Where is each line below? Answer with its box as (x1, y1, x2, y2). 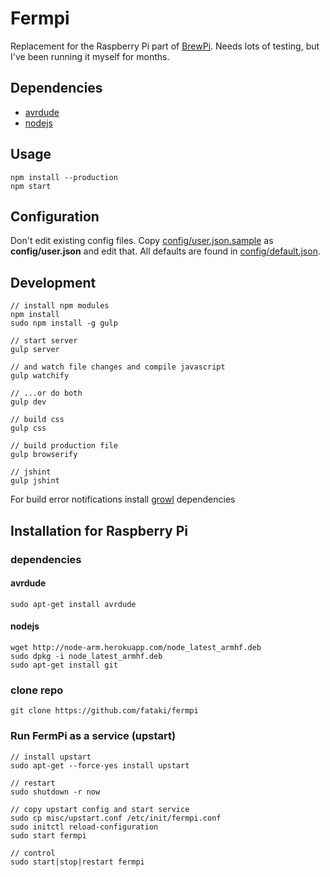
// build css (10, 415, 65, 425)
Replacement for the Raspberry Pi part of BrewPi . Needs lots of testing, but (10, 40, 320, 52)
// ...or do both (10, 388, 83, 399)
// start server (10, 336, 78, 346)
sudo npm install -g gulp (10, 318, 118, 329)
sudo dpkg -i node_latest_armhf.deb (10, 651, 163, 661)
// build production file (10, 441, 118, 451)
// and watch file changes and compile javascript (10, 362, 226, 372)
